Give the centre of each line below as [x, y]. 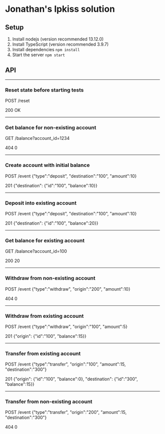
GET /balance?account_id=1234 [37, 138]
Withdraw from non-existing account [50, 278]
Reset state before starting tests [44, 90]
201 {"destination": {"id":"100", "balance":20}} [52, 223]
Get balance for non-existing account [51, 128]
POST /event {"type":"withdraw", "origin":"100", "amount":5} [66, 327]
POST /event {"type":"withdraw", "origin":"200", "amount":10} [68, 289]
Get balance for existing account [45, 240]
